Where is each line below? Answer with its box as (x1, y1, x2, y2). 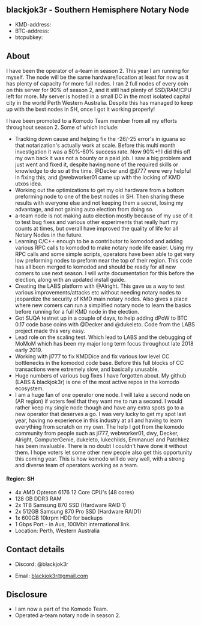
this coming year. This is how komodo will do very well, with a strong (14, 455, 185, 462)
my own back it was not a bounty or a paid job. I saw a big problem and (14, 154, 192, 161)
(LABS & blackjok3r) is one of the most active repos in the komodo (14, 378, 179, 385)
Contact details (6, 544, 65, 555)
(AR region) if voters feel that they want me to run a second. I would (14, 397, 183, 405)
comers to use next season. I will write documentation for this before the (14, 269, 194, 276)
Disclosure (6, 589, 47, 600)
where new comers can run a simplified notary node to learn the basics (14, 301, 191, 309)
